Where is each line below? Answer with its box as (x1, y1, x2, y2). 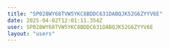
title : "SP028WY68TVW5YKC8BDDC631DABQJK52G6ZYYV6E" (7, 10, 163, 18)
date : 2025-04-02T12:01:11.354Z (7, 17, 103, 24)
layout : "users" (7, 30, 55, 37)
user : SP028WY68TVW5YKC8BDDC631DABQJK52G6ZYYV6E (7, 23, 153, 30)
